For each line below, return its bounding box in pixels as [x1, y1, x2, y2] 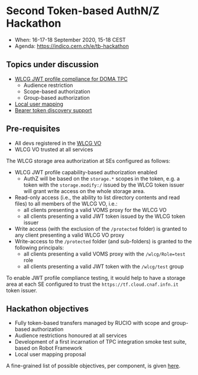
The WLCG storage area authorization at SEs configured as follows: [6, 157, 170, 164]
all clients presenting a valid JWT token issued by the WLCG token [23, 213, 186, 220]
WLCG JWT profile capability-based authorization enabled [14, 168, 158, 175]
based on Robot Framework [14, 344, 83, 352]
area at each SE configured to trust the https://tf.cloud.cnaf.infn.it [6, 281, 179, 288]
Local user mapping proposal [14, 351, 86, 358]
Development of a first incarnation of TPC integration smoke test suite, [14, 338, 187, 345]
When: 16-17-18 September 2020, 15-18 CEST [14, 36, 126, 43]
